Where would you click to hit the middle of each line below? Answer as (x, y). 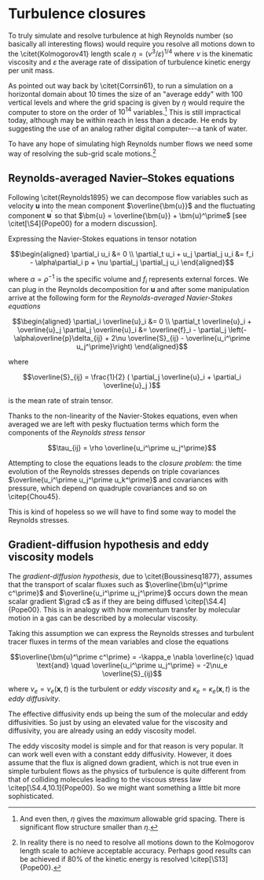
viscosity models (51, 557)
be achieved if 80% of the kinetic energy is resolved (104, 860)
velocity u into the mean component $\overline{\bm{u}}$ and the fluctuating (132, 205)
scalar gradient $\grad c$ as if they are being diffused (96, 601)
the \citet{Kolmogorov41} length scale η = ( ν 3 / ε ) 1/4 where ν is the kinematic (131, 53)
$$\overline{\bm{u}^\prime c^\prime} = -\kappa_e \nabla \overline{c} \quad (132, 656)
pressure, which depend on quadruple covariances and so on (108, 488)
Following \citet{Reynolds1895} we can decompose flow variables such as (128, 197)
